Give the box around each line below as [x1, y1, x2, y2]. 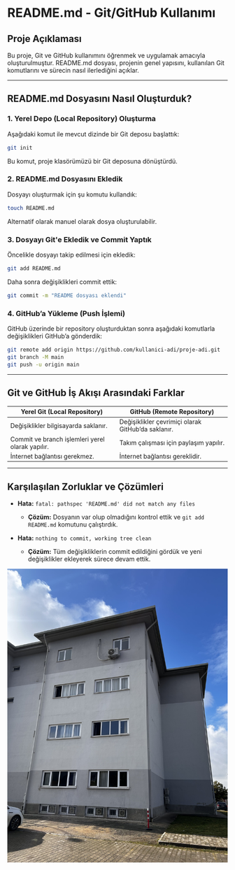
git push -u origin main [7, 361, 80, 368]
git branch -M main [7, 353, 64, 361]
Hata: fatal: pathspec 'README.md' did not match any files [17, 499, 196, 508]
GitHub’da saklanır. [119, 425, 173, 434]
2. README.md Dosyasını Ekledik [7, 174, 123, 184]
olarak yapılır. [10, 442, 49, 450]
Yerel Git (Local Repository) [20, 408, 104, 416]
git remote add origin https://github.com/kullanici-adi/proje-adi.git [7, 346, 220, 354]
